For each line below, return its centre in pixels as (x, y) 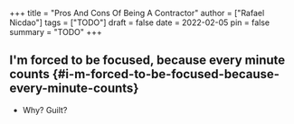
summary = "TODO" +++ (56, 32)
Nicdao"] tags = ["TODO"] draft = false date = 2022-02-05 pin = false (139, 22)
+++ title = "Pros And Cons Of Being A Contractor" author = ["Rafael (137, 13)
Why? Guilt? (45, 110)
